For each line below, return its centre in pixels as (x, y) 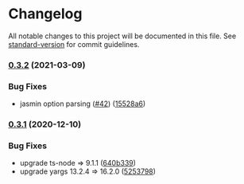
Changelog (45, 14)
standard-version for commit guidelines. (74, 44)
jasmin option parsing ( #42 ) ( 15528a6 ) (83, 104)
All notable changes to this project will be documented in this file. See (122, 36)
